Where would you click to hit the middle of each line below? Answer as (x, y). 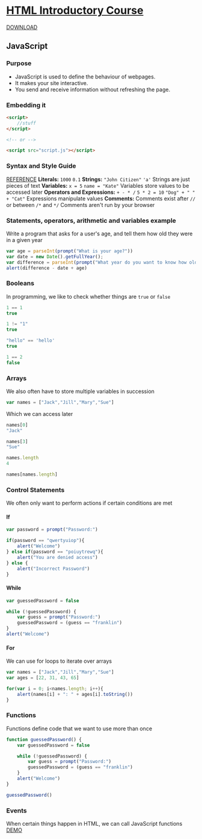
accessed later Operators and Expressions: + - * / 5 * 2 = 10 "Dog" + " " (101, 192)
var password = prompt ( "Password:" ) (52, 530)
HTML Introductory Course (75, 11)
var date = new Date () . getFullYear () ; (55, 257)
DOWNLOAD (22, 27)
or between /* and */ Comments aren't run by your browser (81, 205)
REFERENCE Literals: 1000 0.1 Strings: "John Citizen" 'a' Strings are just (98, 179)
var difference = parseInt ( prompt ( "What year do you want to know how (96, 262)
